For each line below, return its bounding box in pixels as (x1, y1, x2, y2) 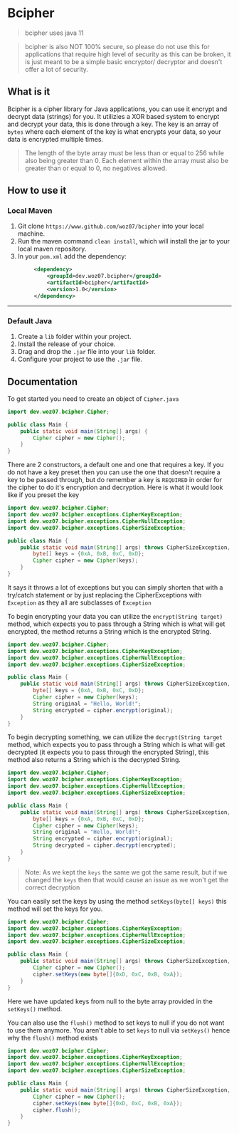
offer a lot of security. (24, 65, 89, 73)
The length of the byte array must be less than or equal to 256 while (24, 148, 224, 157)
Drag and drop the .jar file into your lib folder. (17, 348, 156, 356)
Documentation (7, 375, 78, 387)
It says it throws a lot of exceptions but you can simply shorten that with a (7, 583, 223, 592)
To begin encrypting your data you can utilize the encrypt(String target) (7, 612, 223, 620)
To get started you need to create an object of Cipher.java (7, 394, 179, 403)
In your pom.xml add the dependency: (17, 252, 127, 261)
